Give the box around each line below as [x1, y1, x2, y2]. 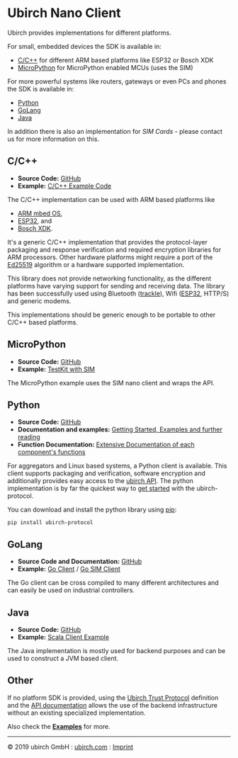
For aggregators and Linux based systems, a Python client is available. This [7, 462, 227, 470]
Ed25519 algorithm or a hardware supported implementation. [7, 260, 185, 268]
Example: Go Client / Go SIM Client [17, 565, 120, 573]
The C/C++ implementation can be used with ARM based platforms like [7, 195, 215, 203]
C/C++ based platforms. [7, 317, 78, 327]
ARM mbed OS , [17, 209, 63, 217]
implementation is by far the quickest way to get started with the [7, 484, 195, 493]
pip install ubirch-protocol [7, 519, 93, 526]
